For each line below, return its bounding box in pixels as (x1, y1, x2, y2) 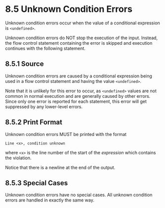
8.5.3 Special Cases (5, 179, 68, 187)
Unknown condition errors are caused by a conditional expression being (5, 73, 153, 79)
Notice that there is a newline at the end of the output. (5, 164, 115, 170)
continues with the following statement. (5, 45, 86, 51)
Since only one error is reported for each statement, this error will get (5, 98, 147, 104)
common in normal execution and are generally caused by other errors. (5, 93, 151, 99)
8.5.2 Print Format (5, 118, 62, 127)
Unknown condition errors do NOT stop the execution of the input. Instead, (5, 35, 158, 41)
